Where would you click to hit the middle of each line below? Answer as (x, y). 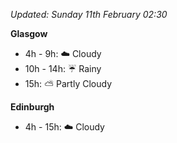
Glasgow (29, 33)
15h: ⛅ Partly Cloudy (68, 83)
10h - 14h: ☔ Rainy (63, 68)
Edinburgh (32, 107)
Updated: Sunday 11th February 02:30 (89, 14)
